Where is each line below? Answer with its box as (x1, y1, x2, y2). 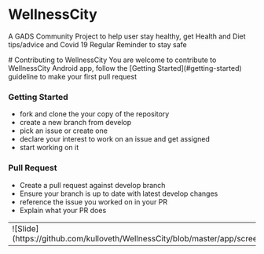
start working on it (19, 143, 79, 153)
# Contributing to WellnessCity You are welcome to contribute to (8, 55, 217, 64)
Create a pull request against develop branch (19, 180, 166, 190)
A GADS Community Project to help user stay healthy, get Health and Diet (8, 31, 246, 41)
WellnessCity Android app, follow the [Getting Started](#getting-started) (8, 63, 242, 72)
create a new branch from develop (19, 118, 132, 127)
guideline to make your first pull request (8, 72, 137, 81)
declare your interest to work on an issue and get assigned (19, 134, 211, 144)
